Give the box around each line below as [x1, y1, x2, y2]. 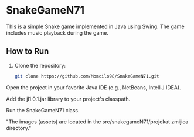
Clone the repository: [14, 62, 66, 69]
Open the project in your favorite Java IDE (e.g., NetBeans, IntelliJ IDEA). [6, 83, 181, 91]
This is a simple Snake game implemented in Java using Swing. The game [6, 23, 185, 30]
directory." [6, 124, 32, 131]
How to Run [6, 46, 49, 56]
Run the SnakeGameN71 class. [6, 106, 80, 113]
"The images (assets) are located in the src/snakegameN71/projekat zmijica [6, 118, 189, 125]
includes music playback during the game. [6, 29, 108, 36]
